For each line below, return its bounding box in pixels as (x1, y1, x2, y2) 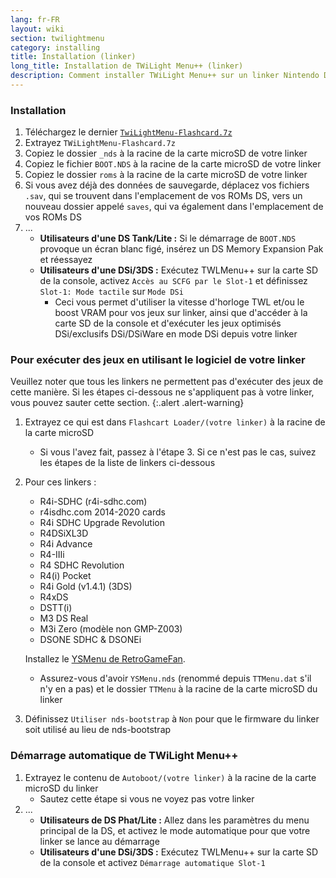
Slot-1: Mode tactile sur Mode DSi (39, 286, 184, 298)
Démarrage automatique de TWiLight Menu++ (10, 749, 239, 763)
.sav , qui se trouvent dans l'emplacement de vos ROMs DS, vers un (24, 190, 303, 202)
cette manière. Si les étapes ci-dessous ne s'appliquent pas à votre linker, (10, 386, 315, 398)
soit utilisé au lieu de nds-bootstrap (24, 724, 172, 736)
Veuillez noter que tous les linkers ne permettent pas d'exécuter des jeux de (10, 376, 324, 388)
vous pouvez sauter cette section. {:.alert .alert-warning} (10, 397, 245, 409)
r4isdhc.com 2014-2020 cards (39, 506, 166, 518)
